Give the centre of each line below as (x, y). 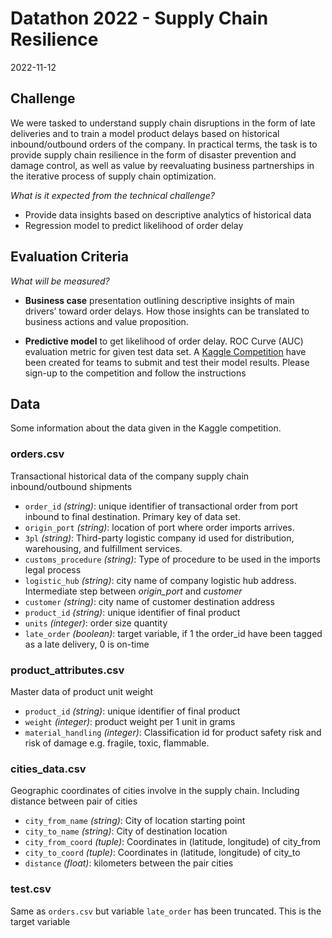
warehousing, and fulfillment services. (103, 548)
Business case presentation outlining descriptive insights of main (159, 300)
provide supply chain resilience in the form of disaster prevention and (153, 154)
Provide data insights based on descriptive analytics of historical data (168, 214)
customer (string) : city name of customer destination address (149, 601)
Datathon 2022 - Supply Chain (139, 18)
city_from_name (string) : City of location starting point (135, 821)
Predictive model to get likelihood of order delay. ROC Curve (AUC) (164, 341)
